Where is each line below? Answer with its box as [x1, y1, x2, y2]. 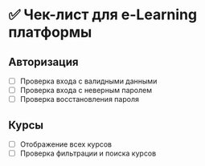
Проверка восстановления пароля [19, 95, 139, 104]
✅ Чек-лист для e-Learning [8, 6, 198, 24]
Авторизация [8, 55, 79, 69]
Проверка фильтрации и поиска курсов [19, 148, 157, 158]
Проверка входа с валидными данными [19, 76, 158, 86]
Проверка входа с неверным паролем [19, 86, 153, 95]
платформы [8, 23, 92, 42]
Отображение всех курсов [19, 140, 113, 149]
